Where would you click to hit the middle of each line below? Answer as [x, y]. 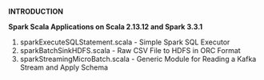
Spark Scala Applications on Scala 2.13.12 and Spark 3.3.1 [106, 27]
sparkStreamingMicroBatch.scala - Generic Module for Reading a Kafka [138, 59]
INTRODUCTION [36, 11]
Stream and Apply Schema [64, 67]
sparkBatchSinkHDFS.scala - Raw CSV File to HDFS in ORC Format [130, 50]
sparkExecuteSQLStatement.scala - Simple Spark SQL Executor [125, 42]
